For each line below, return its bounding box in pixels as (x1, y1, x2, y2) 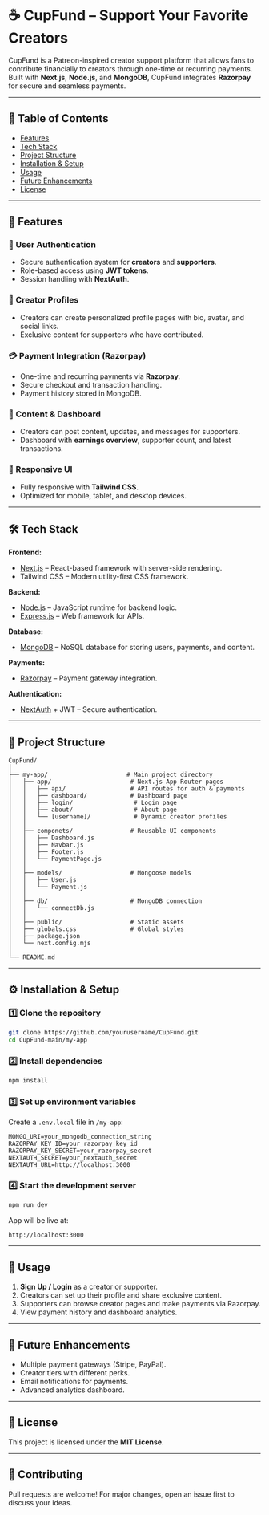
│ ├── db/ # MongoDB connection (8, 897, 203, 905)
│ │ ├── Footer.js (8, 848, 84, 856)
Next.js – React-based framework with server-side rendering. (19, 563, 223, 573)
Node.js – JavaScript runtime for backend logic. (19, 603, 178, 612)
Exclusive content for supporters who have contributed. (19, 330, 204, 339)
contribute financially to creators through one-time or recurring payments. (8, 63, 253, 73)
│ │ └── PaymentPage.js (8, 855, 102, 863)
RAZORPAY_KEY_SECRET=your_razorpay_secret (8, 1147, 152, 1156)
